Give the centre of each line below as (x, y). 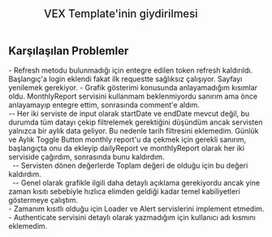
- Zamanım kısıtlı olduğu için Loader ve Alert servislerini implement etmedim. (136, 209)
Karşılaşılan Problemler (69, 51)
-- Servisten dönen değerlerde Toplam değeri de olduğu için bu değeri (130, 165)
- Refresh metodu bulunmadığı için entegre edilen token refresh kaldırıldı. (131, 70)
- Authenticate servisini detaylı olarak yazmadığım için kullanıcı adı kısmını (132, 217)
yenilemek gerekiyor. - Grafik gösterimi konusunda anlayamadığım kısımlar (133, 88)
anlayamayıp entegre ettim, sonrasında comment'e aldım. (104, 105)
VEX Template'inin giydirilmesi (121, 14)
